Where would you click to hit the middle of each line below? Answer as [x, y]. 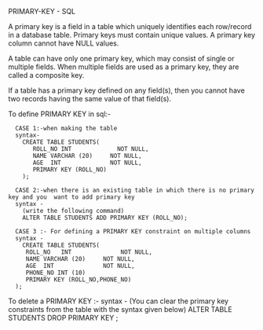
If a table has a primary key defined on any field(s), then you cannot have [126, 90]
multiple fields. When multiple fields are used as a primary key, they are [124, 67]
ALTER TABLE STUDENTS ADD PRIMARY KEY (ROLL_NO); [105, 218]
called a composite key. [46, 75]
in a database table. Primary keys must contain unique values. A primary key [132, 35]
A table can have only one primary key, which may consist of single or [121, 59]
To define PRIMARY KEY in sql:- [60, 114]
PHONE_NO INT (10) [56, 273]
